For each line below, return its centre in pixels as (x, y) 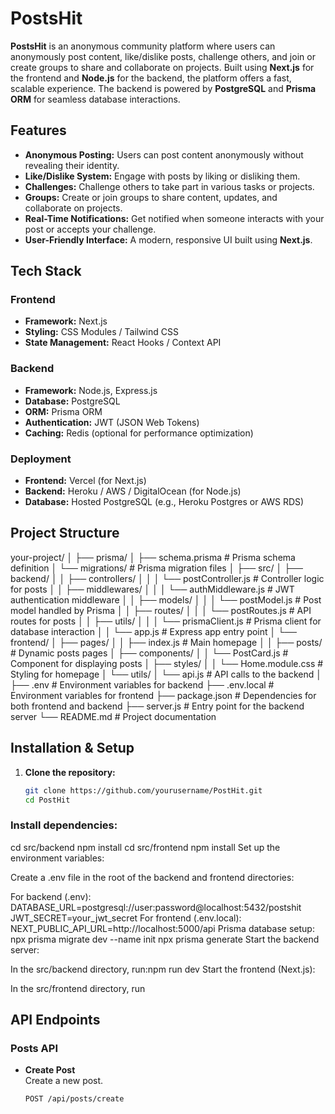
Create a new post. (64, 1081)
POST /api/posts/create (74, 1099)
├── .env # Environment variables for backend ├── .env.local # (142, 684)
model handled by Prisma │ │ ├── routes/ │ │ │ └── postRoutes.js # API (161, 610)
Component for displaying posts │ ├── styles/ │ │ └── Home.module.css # (167, 663)
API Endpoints (55, 1020)
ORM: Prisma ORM (63, 411)
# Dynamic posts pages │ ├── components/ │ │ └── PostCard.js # (149, 653)
